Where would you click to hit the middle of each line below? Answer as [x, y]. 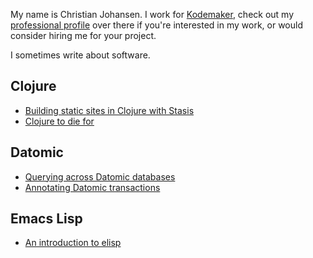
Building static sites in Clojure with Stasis [109, 110]
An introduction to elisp [73, 243]
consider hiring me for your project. [83, 35]
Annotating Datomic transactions [92, 187]
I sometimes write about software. [80, 55]
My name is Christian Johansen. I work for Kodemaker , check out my [152, 14]
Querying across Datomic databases [100, 176]
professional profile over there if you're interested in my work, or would [157, 25]
